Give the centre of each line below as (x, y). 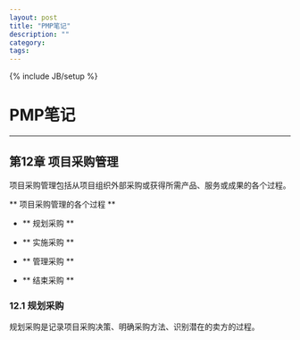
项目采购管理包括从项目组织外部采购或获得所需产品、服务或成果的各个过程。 (150, 185)
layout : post (33, 17)
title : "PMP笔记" (40, 26)
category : (28, 42)
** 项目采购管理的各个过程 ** (62, 204)
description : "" (39, 34)
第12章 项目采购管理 (64, 162)
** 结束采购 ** (48, 280)
